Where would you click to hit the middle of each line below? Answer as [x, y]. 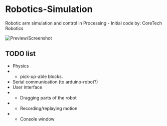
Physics [21, 65]
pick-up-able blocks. [41, 76]
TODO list [21, 54]
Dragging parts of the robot [48, 97]
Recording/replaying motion [49, 108]
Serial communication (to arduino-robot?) [55, 81]
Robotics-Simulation [49, 9]
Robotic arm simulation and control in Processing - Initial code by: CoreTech [83, 23]
